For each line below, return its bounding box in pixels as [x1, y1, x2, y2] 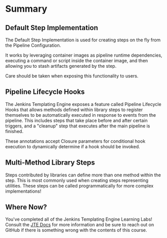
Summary [5, 3, 47, 15]
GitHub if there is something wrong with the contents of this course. [5, 227, 147, 233]
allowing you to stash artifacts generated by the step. [5, 63, 117, 69]
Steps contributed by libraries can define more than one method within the [5, 172, 161, 178]
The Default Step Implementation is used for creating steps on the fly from [5, 37, 161, 43]
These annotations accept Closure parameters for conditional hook [5, 138, 146, 144]
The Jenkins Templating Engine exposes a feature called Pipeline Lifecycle [5, 101, 161, 107]
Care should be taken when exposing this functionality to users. [5, 73, 139, 79]
